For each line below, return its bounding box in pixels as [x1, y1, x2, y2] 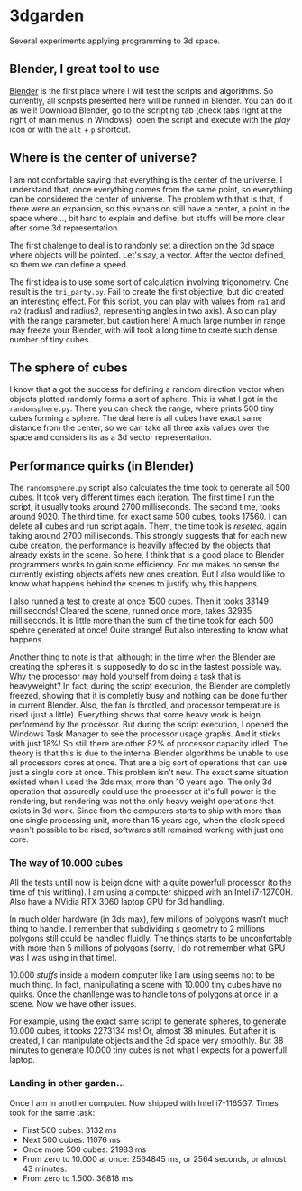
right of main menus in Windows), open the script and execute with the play [9, 114, 291, 125]
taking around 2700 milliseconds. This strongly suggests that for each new [9, 530, 287, 541]
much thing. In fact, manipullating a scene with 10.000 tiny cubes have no [9, 980, 282, 990]
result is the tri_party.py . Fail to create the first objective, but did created [9, 286, 284, 296]
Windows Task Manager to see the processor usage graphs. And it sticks [9, 728, 281, 739]
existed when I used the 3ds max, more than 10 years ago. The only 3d [9, 776, 272, 787]
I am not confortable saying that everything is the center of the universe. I [9, 173, 283, 185]
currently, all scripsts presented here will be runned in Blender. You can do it [9, 95, 293, 106]
